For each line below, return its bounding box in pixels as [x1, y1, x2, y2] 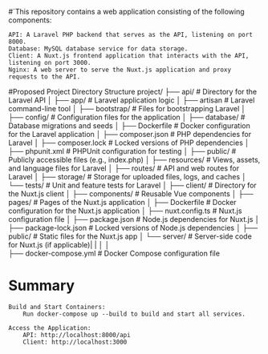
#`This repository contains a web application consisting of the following [8, 7, 245, 16]
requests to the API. [8, 73, 81, 81]
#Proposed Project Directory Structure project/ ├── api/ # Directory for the [8, 87, 258, 96]
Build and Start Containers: [8, 303, 106, 311]
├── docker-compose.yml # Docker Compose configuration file [8, 248, 221, 258]
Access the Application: [8, 324, 91, 332]
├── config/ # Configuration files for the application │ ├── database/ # [8, 112, 246, 122]
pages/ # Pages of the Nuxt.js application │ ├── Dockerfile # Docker [8, 198, 237, 207]
